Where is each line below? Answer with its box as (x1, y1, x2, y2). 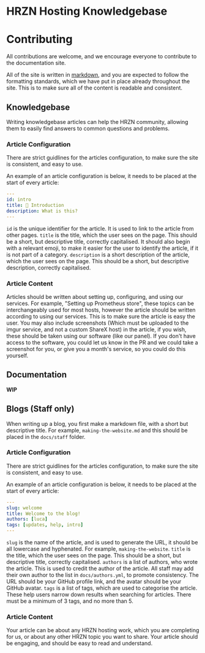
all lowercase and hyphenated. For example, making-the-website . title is (6, 545, 191, 553)
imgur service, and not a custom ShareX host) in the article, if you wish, (6, 325, 187, 333)
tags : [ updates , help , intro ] (6, 522, 84, 528)
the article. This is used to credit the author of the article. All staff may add (6, 565, 194, 572)
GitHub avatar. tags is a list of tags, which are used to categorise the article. (6, 584, 198, 592)
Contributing (6, 33, 73, 47)
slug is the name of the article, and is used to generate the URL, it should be (6, 539, 198, 546)
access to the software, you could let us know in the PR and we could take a (6, 339, 198, 346)
